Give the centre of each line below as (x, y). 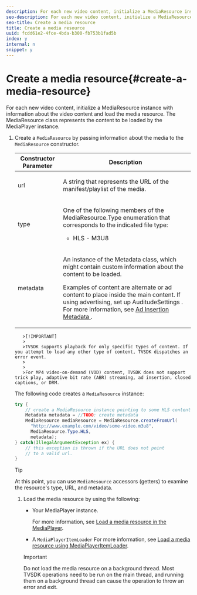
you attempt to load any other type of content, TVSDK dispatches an (101, 352)
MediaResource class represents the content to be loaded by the (84, 120)
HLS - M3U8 (91, 238)
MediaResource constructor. (47, 144)
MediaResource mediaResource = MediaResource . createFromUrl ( (101, 421)
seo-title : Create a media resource (51, 22)
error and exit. (40, 587)
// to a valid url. (49, 453)
